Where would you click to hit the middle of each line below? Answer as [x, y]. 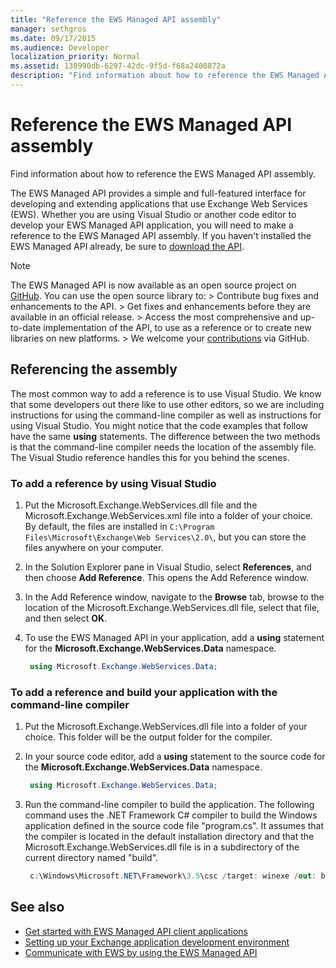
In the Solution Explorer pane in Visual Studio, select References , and [168, 567]
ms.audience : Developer [60, 47]
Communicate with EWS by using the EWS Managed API [141, 952]
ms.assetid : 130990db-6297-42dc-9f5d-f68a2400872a [118, 66]
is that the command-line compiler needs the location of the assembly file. [163, 447]
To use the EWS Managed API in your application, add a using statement [174, 637]
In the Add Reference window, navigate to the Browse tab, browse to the [174, 597]
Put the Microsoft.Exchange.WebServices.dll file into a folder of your [166, 727]
